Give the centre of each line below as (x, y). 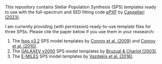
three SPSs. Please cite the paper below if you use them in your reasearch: (80, 32)
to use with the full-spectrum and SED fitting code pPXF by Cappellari (75, 12)
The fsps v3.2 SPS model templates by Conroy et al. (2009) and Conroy (84, 41)
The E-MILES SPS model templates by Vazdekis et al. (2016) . (73, 56)
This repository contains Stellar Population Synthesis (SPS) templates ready (81, 7)
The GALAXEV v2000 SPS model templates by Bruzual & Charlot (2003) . (85, 51)
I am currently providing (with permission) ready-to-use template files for (78, 26)
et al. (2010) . (24, 46)
